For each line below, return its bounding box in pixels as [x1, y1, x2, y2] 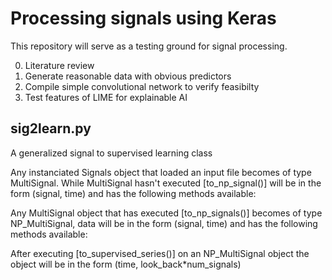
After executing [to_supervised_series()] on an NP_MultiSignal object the [10, 247, 310, 259]
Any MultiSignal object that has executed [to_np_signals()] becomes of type [10, 207, 323, 219]
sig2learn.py [10, 120, 92, 137]
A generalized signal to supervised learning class [10, 147, 213, 159]
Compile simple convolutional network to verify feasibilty [24, 80, 260, 92]
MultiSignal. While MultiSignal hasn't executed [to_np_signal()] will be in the [10, 177, 322, 189]
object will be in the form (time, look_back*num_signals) [10, 258, 242, 270]
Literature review [24, 59, 95, 71]
